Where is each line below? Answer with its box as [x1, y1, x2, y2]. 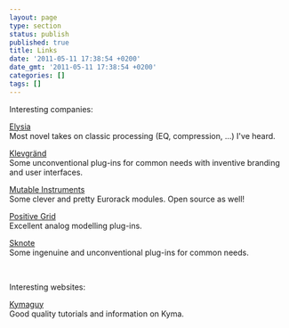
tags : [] [9, 79, 42, 88]
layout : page [9, 12, 58, 22]
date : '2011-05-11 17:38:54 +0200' [9, 54, 141, 63]
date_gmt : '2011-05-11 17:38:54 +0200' [9, 63, 157, 72]
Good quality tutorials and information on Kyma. [9, 308, 185, 319]
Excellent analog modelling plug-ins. [9, 220, 142, 231]
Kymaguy [9, 299, 44, 309]
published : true [9, 37, 69, 47]
